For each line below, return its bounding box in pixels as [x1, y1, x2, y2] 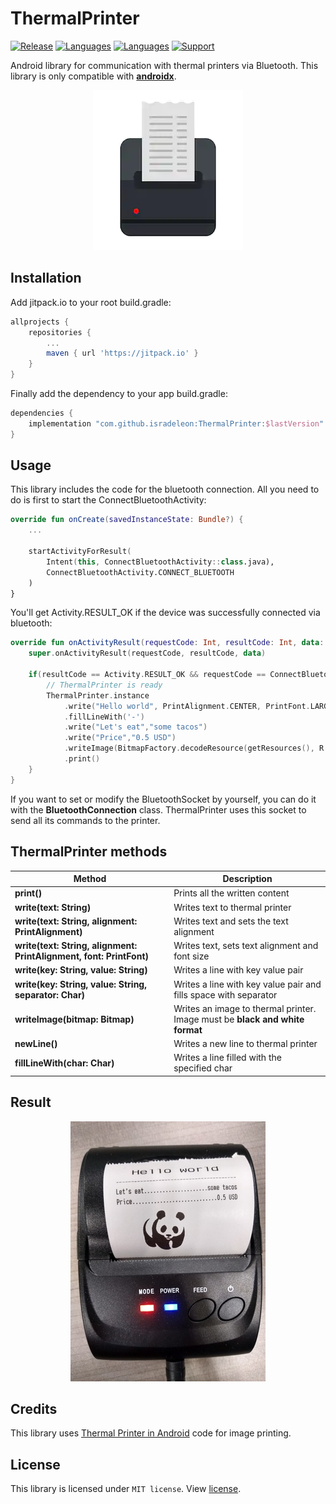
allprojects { [10, 317, 70, 327]
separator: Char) [14, 988, 86, 1001]
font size [173, 950, 210, 962]
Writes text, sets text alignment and [173, 940, 319, 951]
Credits [10, 1400, 58, 1417]
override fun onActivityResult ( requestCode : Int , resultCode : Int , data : [10, 638, 325, 648]
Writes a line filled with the [173, 1052, 282, 1064]
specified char [173, 1062, 233, 1074]
